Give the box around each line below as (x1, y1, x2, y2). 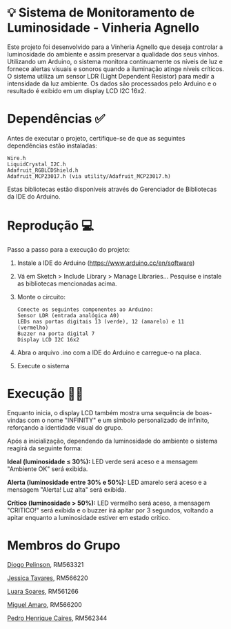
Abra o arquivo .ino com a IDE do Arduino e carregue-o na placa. (17, 348, 202, 357)
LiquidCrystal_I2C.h (7, 161, 67, 168)
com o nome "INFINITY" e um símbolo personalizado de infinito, (27, 416, 210, 424)
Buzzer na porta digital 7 (17, 330, 95, 337)
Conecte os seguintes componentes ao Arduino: (17, 306, 154, 313)
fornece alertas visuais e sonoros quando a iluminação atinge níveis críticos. (7, 64, 225, 73)
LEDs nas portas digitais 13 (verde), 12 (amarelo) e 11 (17, 318, 185, 325)
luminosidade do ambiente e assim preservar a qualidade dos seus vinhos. (7, 50, 219, 58)
